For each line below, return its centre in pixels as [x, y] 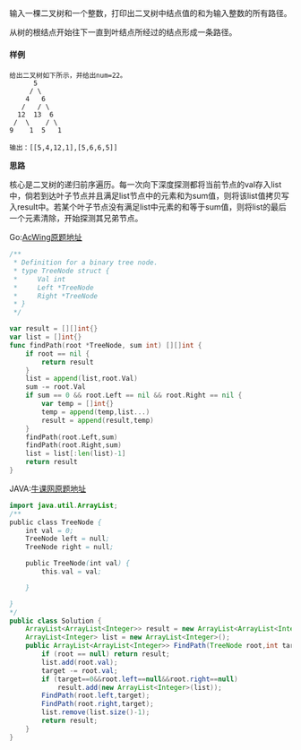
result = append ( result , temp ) [98, 420]
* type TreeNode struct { [61, 271]
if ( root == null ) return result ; [106, 654]
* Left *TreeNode [53, 288]
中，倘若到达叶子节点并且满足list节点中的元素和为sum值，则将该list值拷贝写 [149, 196]
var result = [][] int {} [54, 329]
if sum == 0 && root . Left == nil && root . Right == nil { [134, 396]
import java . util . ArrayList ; [64, 505]
